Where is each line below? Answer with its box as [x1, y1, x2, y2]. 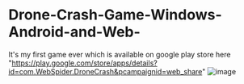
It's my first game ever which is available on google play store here [8, 49, 231, 59]
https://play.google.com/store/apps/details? [11, 58, 158, 68]
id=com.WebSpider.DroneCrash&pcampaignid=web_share [8, 66, 203, 76]
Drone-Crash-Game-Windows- [8, 6, 222, 24]
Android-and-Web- [8, 23, 141, 41]
